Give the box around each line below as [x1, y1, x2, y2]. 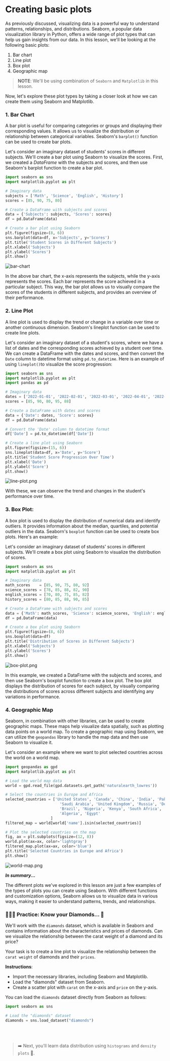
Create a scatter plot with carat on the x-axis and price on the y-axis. [12, 984, 158, 990]
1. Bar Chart [5, 111, 34, 118]
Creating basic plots [5, 4, 92, 15]
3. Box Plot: [5, 506, 34, 513]
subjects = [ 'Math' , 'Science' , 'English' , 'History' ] [5, 193, 123, 198]
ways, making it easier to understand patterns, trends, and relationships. [5, 898, 156, 904]
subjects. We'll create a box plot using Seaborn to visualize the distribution [5, 549, 161, 555]
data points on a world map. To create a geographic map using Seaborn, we [5, 728, 163, 735]
